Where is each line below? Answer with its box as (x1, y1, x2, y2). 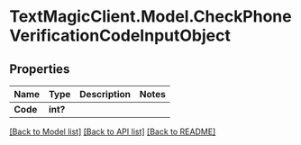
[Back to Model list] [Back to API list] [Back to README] (9, 126, 216, 137)
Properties (9, 61, 70, 77)
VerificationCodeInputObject (9, 25, 232, 46)
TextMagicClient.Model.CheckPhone (9, 6, 292, 27)
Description (79, 88, 131, 100)
